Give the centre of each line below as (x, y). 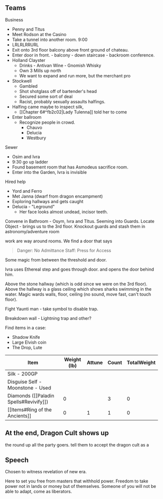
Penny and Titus (28, 29)
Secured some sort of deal (46, 96)
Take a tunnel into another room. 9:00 (50, 39)
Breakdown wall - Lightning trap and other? (48, 318)
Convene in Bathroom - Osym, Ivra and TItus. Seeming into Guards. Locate (80, 221)
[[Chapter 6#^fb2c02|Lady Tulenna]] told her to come (73, 112)
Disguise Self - (25, 382)
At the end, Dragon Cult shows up (57, 433)
